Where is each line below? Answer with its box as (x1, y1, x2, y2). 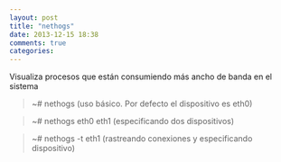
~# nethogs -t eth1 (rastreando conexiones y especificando (31, 133, 253, 144)
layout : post (9, 13, 59, 22)
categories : (9, 47, 54, 56)
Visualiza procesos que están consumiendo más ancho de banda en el (9, 71, 273, 82)
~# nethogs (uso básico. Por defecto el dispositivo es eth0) (31, 98, 253, 109)
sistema (9, 81, 39, 92)
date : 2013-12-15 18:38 (9, 30, 99, 39)
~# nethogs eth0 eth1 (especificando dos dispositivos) (31, 116, 235, 127)
